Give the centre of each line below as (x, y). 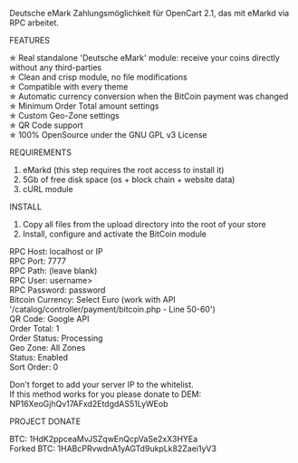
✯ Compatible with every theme (69, 87)
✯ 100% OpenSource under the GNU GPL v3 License (108, 135)
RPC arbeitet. (34, 23)
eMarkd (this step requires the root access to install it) (123, 170)
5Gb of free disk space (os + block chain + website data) (129, 179)
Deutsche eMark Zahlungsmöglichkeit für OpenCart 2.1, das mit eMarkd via (149, 13)
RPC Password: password (58, 290)
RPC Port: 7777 (38, 261)
